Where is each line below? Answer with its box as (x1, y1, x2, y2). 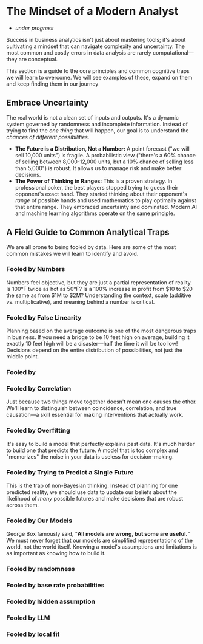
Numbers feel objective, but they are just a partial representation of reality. (6, 278, 193, 286)
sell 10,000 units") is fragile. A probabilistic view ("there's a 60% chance (15, 151, 196, 159)
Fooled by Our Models (6, 516, 73, 525)
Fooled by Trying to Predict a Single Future (6, 468, 134, 476)
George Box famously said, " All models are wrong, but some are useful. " (6, 530, 190, 538)
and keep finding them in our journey (6, 80, 99, 87)
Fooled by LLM (6, 614, 50, 622)
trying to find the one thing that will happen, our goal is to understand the (6, 126, 189, 134)
